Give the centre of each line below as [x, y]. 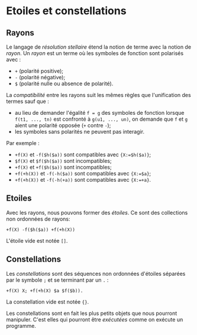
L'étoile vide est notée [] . [37, 240]
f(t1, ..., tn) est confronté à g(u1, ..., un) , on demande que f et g [101, 119]
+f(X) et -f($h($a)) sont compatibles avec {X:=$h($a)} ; [83, 154]
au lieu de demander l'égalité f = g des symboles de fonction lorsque [99, 113]
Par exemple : [23, 143]
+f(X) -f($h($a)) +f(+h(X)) [41, 230]
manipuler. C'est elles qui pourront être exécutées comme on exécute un [95, 319]
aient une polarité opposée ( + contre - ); [63, 125]
